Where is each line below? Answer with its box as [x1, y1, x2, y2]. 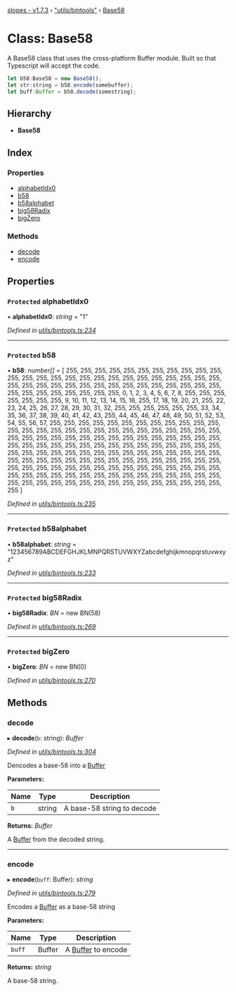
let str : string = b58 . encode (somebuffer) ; [7, 81, 133, 89]
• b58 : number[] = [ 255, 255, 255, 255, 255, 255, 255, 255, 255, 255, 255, [7, 366, 223, 375]
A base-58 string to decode [63, 803, 157, 813]
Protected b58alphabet [7, 524, 87, 534]
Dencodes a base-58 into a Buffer [7, 761, 105, 769]
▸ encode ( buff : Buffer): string [7, 875, 93, 883]
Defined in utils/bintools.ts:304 [7, 747, 97, 756]
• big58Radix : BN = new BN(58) [7, 609, 101, 617]
